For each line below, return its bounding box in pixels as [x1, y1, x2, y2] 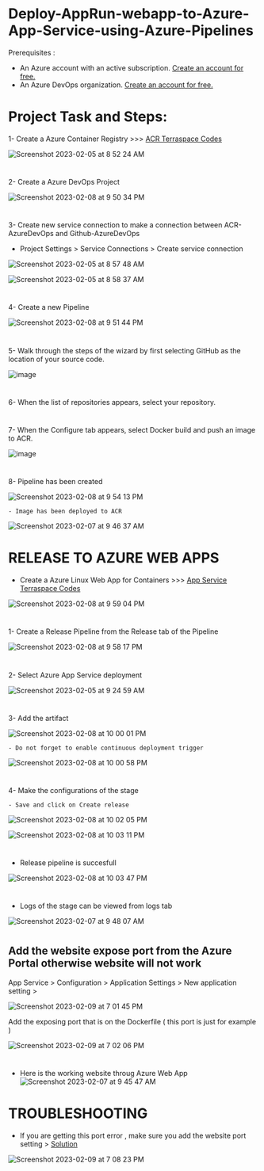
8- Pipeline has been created [8, 477, 103, 486]
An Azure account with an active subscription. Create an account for [19, 63, 244, 72]
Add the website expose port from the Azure [8, 944, 232, 958]
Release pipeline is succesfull [19, 858, 117, 868]
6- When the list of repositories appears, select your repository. [8, 397, 216, 406]
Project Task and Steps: [8, 108, 168, 126]
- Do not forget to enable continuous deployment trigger [8, 744, 204, 752]
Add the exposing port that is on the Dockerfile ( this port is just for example [8, 1017, 256, 1026]
